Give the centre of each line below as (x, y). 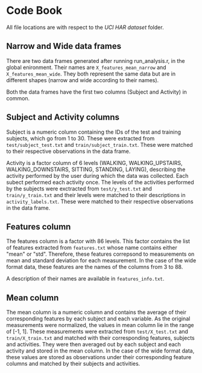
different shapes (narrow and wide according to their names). (83, 80)
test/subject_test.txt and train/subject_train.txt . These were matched (99, 144)
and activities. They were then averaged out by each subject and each (93, 345)
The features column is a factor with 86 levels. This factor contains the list (98, 241)
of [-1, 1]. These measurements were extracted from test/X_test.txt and (97, 332)
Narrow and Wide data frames (64, 46)
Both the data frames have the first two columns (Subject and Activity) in (96, 92)
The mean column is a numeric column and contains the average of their (96, 313)
